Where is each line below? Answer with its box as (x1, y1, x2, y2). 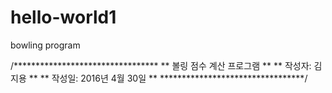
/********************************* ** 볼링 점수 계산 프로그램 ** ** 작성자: (10, 59, 312, 71)
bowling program (10, 39, 81, 51)
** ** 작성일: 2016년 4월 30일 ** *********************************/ (28, 72, 308, 84)
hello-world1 (10, 6, 117, 29)
